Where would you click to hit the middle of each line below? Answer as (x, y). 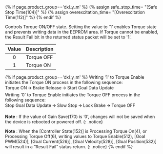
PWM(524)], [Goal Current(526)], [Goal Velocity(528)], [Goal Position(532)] (81, 141)
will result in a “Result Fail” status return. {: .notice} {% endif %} (69, 147)
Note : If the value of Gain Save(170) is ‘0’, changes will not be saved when (80, 117)
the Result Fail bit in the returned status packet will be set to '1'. (68, 37)
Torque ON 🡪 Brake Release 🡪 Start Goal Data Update (60, 88)
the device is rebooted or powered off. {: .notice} (54, 122)
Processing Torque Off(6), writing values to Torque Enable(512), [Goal (75, 136)
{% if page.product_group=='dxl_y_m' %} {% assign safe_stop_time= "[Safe (81, 7)
